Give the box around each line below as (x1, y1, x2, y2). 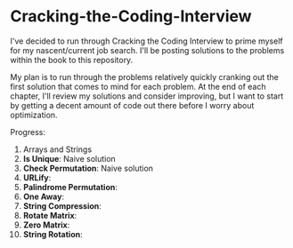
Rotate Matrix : (22, 210, 77, 220)
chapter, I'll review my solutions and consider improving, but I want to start (10, 91, 284, 101)
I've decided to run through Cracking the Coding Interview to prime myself (10, 36, 283, 46)
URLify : (22, 172, 52, 183)
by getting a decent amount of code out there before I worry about (10, 100, 255, 110)
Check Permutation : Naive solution (22, 163, 154, 173)
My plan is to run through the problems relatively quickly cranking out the (10, 71, 279, 82)
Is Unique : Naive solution (22, 153, 117, 164)
